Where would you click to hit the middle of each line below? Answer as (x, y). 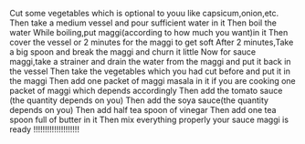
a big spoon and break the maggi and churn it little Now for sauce (133, 52)
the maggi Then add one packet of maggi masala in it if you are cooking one (153, 81)
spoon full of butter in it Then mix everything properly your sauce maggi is (149, 119)
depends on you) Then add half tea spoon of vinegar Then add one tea (143, 110)
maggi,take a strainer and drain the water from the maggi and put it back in (150, 62)
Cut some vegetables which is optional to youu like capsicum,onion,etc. (144, 13)
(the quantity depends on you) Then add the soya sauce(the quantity (139, 100)
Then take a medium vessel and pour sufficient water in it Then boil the (143, 23)
